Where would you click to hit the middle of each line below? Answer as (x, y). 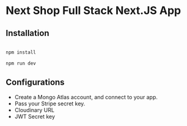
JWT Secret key (35, 116)
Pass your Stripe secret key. (50, 103)
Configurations (35, 82)
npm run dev (21, 63)
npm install (21, 52)
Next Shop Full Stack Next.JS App (94, 11)
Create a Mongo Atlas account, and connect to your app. (86, 97)
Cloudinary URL (34, 110)
